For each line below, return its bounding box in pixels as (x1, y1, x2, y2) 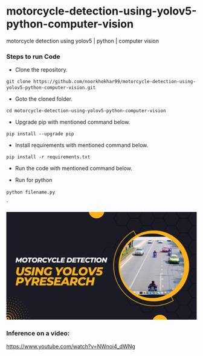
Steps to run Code (6, 52, 60, 61)
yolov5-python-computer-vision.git (6, 85, 96, 91)
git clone (6, 79, 31, 85)
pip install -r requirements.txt (6, 154, 91, 160)
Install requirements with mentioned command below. (14, 141, 149, 149)
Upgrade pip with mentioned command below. (14, 118, 130, 126)
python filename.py (6, 189, 56, 195)
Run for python (14, 176, 53, 184)
